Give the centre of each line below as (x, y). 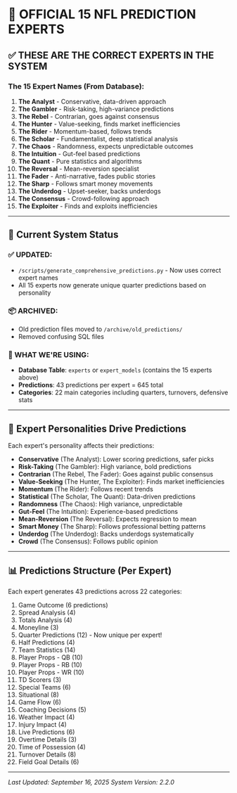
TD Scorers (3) (40, 679)
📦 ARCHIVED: (33, 311)
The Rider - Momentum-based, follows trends (85, 131)
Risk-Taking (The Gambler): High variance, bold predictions (105, 466)
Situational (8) (38, 695)
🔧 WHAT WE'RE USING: (49, 354)
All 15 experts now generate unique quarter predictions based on (112, 285)
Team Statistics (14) (47, 650)
